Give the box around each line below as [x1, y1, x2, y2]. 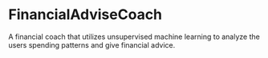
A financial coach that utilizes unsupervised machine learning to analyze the [8, 32, 261, 41]
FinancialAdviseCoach [8, 6, 163, 24]
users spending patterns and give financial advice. [8, 40, 176, 49]
